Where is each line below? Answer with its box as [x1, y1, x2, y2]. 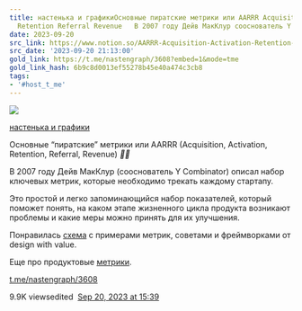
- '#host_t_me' [9, 80, 67, 89]
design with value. [9, 239, 77, 250]
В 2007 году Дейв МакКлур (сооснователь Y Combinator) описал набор [9, 165, 285, 176]
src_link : [9, 38, 47, 48]
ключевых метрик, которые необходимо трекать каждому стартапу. [9, 175, 274, 186]
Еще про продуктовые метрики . [9, 256, 132, 267]
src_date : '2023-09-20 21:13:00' [9, 47, 135, 56]
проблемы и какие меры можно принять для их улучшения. [9, 212, 240, 223]
